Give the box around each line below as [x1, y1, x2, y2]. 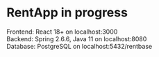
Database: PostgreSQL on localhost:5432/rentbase [6, 42, 153, 50]
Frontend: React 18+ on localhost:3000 [6, 27, 118, 36]
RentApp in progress [6, 5, 128, 21]
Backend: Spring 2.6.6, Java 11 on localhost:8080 [6, 34, 147, 43]
